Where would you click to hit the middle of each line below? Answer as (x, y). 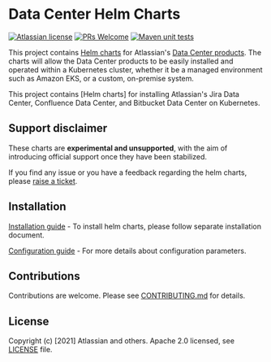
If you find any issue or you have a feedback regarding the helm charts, (128, 172)
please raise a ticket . (43, 181)
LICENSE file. (30, 350)
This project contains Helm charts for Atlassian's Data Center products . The (135, 52)
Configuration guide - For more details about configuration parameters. (127, 251)
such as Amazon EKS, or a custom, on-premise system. (101, 78)
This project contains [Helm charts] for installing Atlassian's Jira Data (124, 94)
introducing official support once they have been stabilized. (108, 156)
